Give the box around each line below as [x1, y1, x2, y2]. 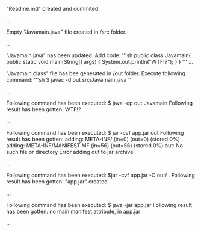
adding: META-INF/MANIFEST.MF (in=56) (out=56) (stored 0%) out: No [6, 142, 184, 149]
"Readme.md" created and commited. [6, 5, 100, 12]
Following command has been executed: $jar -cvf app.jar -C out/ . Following [6, 171, 196, 179]
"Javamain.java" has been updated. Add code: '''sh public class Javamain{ [6, 52, 191, 59]
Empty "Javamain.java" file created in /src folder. [6, 28, 127, 35]
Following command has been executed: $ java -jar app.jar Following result [6, 202, 193, 208]
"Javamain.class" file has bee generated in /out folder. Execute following [6, 70, 185, 77]
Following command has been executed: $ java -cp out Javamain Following [6, 99, 193, 106]
